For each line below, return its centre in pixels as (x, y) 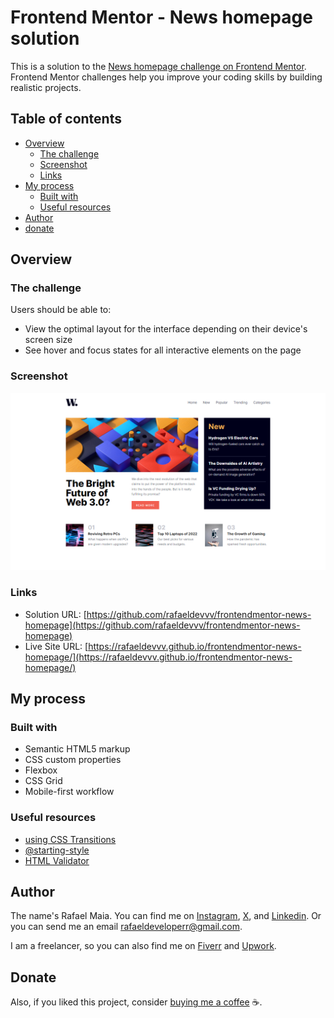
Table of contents (66, 119)
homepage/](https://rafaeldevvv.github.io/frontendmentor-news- (158, 657)
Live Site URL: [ (56, 646)
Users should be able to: (61, 310)
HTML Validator (57, 860)
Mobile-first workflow (69, 792)
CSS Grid (43, 781)
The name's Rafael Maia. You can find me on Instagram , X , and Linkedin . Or (166, 916)
